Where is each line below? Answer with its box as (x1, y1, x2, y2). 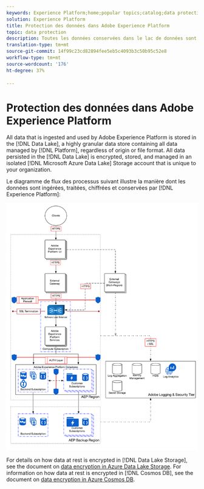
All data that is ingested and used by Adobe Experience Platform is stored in (6, 134, 197, 141)
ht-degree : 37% (6, 67, 45, 74)
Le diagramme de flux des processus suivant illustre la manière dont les (6, 178, 186, 185)
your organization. (6, 166, 52, 173)
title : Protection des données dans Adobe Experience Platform (6, 22, 170, 29)
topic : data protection (6, 29, 67, 35)
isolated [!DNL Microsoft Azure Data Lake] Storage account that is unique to (6, 160, 196, 167)
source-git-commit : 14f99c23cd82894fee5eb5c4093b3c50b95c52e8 (6, 49, 167, 55)
